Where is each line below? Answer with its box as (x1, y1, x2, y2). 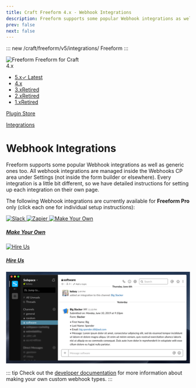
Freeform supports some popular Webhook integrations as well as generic (6, 161, 184, 168)
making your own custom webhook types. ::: (6, 376, 113, 383)
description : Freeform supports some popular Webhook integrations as (6, 15, 181, 22)
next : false (6, 28, 35, 34)
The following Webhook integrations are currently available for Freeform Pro (6, 198, 190, 205)
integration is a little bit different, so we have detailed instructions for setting (6, 180, 189, 187)
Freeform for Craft (35, 56, 79, 63)
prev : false (6, 22, 35, 28)
